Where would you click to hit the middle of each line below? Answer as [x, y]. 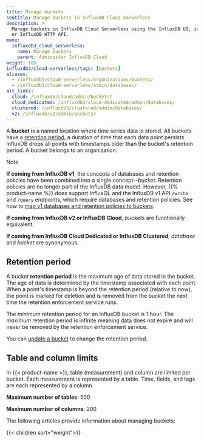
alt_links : [20, 91]
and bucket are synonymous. [42, 243]
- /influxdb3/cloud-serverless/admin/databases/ [74, 86]
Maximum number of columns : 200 [52, 409]
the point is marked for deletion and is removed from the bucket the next [97, 296]
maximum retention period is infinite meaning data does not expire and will [100, 320]
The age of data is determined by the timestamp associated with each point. [102, 283]
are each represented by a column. [50, 385]
